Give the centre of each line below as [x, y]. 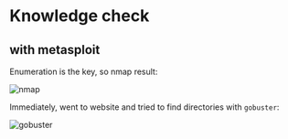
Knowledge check [80, 16]
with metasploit [55, 50]
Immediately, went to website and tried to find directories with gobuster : [144, 107]
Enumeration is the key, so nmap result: [84, 71]
